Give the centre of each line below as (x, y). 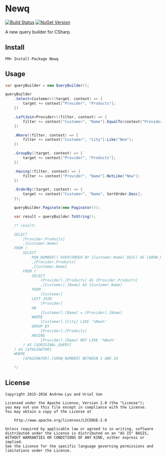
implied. (14, 442)
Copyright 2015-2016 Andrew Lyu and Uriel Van (54, 394)
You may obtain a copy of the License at (48, 411)
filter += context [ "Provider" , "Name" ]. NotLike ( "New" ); (82, 176)
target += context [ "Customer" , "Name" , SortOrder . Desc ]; (83, 194)
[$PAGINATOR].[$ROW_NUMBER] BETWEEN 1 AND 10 (71, 359)
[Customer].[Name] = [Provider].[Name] (81, 313)
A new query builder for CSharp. (38, 32)
